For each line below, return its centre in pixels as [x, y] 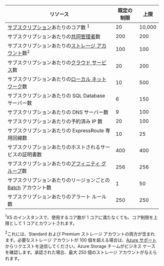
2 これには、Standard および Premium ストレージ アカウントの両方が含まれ [80, 233]
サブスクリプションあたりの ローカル [49, 79]
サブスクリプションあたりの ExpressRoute [56, 130]
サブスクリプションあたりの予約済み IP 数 [55, 121]
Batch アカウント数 [30, 187]
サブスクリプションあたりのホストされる [54, 147]
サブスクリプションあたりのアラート [49, 196]
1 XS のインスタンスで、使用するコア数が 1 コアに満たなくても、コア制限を [79, 217]
